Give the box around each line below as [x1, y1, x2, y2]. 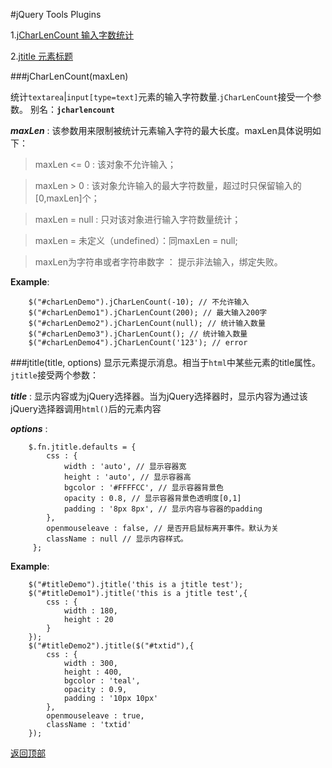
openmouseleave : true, [46, 711, 145, 721]
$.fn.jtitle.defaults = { [28, 442, 137, 452]
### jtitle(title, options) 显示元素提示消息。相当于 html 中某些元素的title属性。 [10, 357, 322, 368]
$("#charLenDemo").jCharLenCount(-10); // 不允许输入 [28, 297, 250, 307]
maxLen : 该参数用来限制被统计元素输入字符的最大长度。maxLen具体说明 [10, 125, 313, 136]
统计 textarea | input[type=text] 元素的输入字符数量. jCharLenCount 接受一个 [10, 91, 313, 103]
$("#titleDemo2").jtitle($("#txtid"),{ [28, 641, 195, 651]
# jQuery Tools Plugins [10, 9, 102, 20]
